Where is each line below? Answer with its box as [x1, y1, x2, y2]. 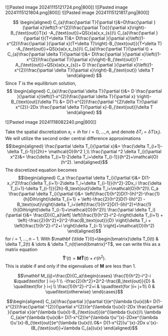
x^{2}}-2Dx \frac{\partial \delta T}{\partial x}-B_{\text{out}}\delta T [15, 104, 153, 110]
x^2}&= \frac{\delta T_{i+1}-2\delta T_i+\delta [10, 154, 104, 160]
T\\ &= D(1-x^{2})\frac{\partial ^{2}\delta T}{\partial [52, 99, 158, 105]
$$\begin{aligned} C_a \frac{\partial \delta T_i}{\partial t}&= [18, 175, 141, 181]
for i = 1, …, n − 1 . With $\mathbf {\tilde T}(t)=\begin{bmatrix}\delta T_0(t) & [5, 235, 159, 242]
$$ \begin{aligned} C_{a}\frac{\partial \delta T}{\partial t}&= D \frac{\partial [7, 88, 162, 94]
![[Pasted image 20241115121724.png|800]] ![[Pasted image [5, 5, 128, 10]
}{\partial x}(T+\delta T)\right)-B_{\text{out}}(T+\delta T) [46, 41, 162, 47]
